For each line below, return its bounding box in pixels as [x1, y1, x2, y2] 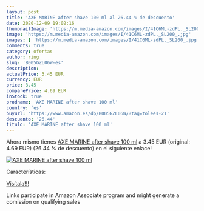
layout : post [6, 8, 39, 15]
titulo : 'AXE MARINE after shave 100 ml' [6, 122, 113, 128]
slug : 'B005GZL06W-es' [6, 59, 64, 65]
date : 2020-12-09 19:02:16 [6, 20, 75, 26]
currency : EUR [6, 76, 42, 82]
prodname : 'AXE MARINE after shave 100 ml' [6, 99, 118, 105]
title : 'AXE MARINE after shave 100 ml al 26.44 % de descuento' [6, 15, 175, 21]
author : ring [6, 54, 39, 60]
